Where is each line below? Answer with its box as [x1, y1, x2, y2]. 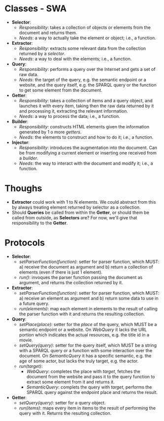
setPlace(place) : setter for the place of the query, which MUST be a [19, 321, 157, 327]
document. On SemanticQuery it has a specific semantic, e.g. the [19, 353, 152, 359]
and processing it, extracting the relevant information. [19, 108, 129, 114]
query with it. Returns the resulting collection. [19, 410, 112, 416]
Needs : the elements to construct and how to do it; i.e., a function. [19, 134, 154, 140]
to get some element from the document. [19, 87, 103, 93]
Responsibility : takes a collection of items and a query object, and [19, 97, 153, 103]
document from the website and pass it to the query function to [26, 373, 155, 379]
